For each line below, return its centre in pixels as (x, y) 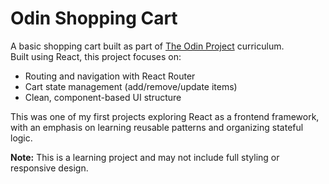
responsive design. (49, 168)
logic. (21, 138)
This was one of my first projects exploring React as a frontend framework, (165, 116)
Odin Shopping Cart (94, 18)
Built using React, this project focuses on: (96, 56)
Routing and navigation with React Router (110, 76)
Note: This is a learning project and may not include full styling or (145, 157)
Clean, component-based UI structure (103, 97)
